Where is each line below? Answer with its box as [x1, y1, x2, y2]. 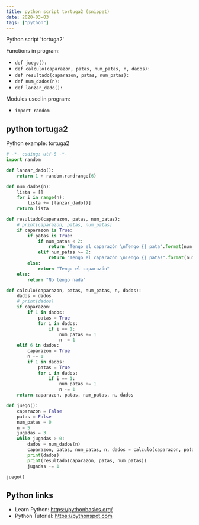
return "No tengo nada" [27, 276, 86, 283]
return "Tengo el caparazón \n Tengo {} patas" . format [48, 255, 184, 261]
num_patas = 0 [17, 419, 52, 425]
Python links [6, 490, 53, 500]
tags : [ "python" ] [6, 20, 49, 25]
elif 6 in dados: [17, 343, 60, 349]
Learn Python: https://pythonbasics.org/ [14, 506, 113, 513]
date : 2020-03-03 [6, 14, 49, 20]
